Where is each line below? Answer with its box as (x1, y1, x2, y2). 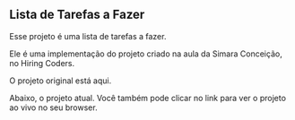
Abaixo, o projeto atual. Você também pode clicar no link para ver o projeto (9, 92, 287, 103)
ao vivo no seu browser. (9, 102, 98, 113)
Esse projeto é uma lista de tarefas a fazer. (9, 30, 167, 41)
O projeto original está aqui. (9, 75, 112, 86)
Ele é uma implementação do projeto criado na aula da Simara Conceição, (9, 48, 282, 59)
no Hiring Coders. (9, 57, 75, 68)
